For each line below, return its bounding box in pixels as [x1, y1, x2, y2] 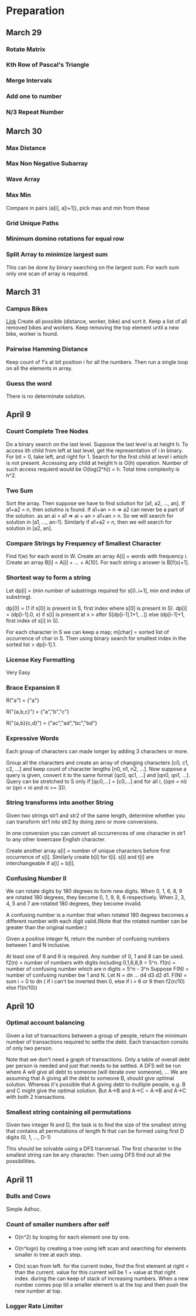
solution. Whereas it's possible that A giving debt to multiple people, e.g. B [6, 1081, 186, 1088]
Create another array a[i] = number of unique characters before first [6, 847, 170, 854]
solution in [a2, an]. [6, 525, 53, 532]
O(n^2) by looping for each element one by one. [14, 1234, 130, 1241]
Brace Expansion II [6, 683, 60, 691]
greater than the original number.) [6, 924, 88, 931]
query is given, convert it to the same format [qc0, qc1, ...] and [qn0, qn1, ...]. [6, 771, 190, 778]
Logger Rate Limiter [6, 1302, 63, 1310]
